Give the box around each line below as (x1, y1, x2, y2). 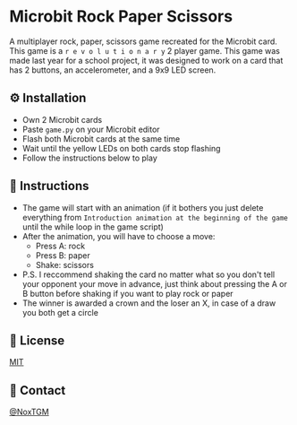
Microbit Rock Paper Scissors (9, 6, 233, 27)
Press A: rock (35, 240, 86, 251)
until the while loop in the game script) (21, 221, 164, 232)
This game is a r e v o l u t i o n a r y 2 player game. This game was (9, 45, 280, 56)
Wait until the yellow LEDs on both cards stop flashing (21, 143, 221, 153)
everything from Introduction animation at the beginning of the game (21, 212, 288, 222)
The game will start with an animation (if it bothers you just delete (21, 202, 264, 212)
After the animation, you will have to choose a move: (21, 230, 216, 241)
